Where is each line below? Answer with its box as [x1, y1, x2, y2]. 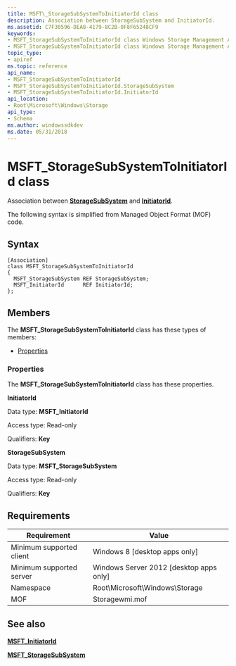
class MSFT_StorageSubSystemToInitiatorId [7, 263, 133, 270]
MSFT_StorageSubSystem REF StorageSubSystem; [13, 275, 150, 282]
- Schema [7, 115, 33, 122]
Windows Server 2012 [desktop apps [92, 563, 218, 572]
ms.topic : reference [7, 63, 68, 70]
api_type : [7, 108, 37, 115]
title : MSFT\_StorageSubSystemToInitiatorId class [7, 10, 159, 18]
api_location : [7, 96, 49, 103]
